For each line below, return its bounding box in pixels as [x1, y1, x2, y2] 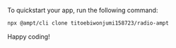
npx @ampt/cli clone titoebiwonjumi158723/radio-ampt [7, 20, 170, 27]
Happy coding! [7, 32, 51, 41]
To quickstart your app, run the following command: [7, 6, 158, 14]
